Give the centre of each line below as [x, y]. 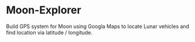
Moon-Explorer [44, 10]
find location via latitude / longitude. [49, 32]
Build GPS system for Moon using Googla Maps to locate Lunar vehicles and [98, 26]
